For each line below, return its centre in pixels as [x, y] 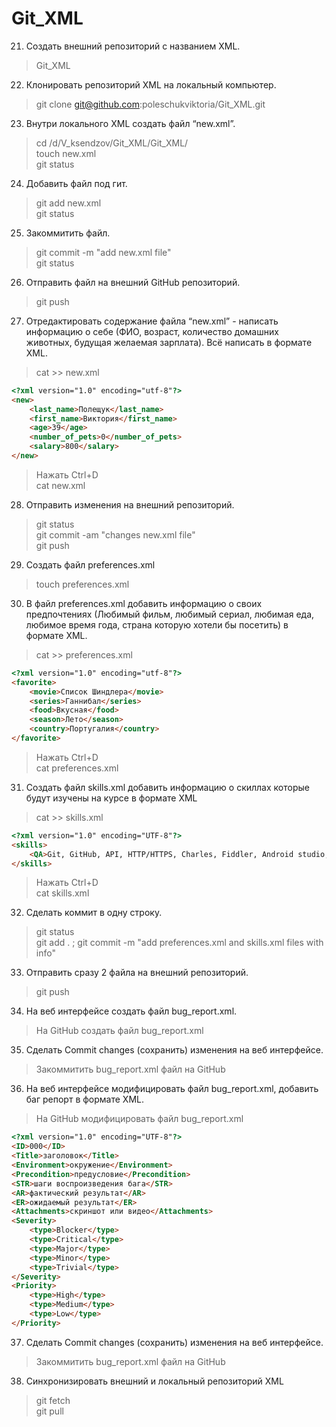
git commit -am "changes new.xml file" [115, 534]
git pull [49, 1411]
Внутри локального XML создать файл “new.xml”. [130, 123]
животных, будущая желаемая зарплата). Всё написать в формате [169, 342]
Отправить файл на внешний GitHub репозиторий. [133, 282]
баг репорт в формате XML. [85, 1099]
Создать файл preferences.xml [90, 564]
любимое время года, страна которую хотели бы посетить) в [157, 624]
